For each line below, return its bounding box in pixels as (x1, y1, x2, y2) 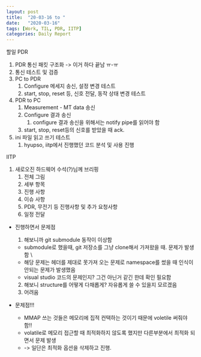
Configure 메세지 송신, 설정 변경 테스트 (23, 82, 116, 90)
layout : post (6, 8, 39, 15)
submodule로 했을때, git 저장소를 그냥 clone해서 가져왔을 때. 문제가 (23, 244, 183, 251)
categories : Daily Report (6, 31, 71, 37)
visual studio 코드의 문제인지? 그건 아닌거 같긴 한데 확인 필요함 (23, 274, 172, 281)
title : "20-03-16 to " (6, 14, 66, 20)
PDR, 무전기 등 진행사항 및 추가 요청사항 (23, 203, 118, 211)
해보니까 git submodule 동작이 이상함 (23, 236, 113, 244)
